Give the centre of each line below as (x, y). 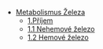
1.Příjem (40, 21)
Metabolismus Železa (50, 12)
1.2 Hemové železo (58, 37)
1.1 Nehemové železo (61, 29)
